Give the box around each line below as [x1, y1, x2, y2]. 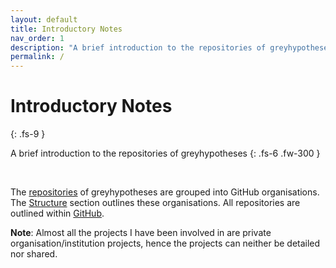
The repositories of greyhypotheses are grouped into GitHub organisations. [10, 186, 320, 198]
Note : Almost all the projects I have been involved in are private [10, 227, 272, 239]
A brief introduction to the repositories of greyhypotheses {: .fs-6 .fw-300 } [10, 147, 321, 160]
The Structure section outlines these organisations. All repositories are [10, 197, 301, 209]
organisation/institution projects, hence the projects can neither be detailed [10, 237, 321, 250]
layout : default [10, 14, 78, 25]
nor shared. [10, 248, 58, 260]
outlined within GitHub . [10, 207, 105, 220]
